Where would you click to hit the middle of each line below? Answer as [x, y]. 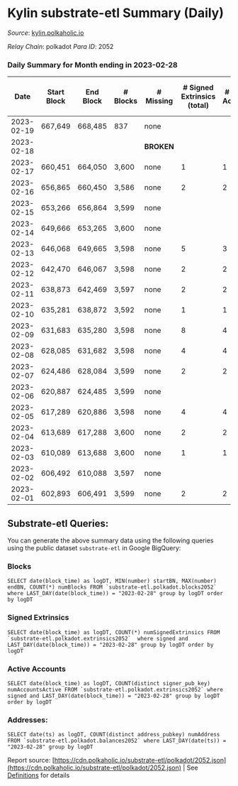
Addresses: [28, 720]
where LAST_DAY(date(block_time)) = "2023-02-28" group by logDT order [115, 594]
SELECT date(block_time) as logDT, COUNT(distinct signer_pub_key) [109, 683]
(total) [198, 106]
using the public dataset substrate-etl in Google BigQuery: [94, 548]
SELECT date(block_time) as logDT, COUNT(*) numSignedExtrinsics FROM [114, 632]
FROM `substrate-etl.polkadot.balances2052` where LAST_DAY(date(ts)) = [117, 741]
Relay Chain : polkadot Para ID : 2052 [61, 46]
